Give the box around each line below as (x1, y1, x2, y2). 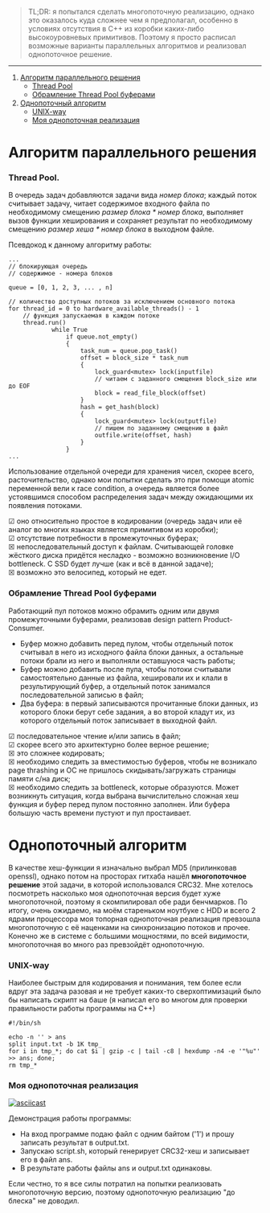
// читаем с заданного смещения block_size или (94, 375, 257, 383)
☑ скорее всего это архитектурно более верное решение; (8, 740, 210, 749)
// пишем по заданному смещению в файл (94, 424, 228, 432)
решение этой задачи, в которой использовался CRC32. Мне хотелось (8, 879, 253, 889)
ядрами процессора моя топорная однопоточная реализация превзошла (8, 914, 261, 924)
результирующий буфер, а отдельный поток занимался (19, 681, 211, 691)
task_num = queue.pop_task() (80, 347, 178, 355)
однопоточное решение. (27, 50, 112, 59)
